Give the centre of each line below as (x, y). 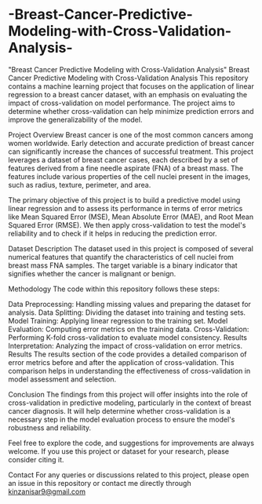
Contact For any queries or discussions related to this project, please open (129, 475)
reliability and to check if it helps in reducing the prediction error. (113, 233)
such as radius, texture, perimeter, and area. (80, 184)
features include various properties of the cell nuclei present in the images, (129, 176)
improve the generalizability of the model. (75, 119)
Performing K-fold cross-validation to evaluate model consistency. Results (127, 337)
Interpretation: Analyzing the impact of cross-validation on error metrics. (126, 345)
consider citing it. (36, 459)
